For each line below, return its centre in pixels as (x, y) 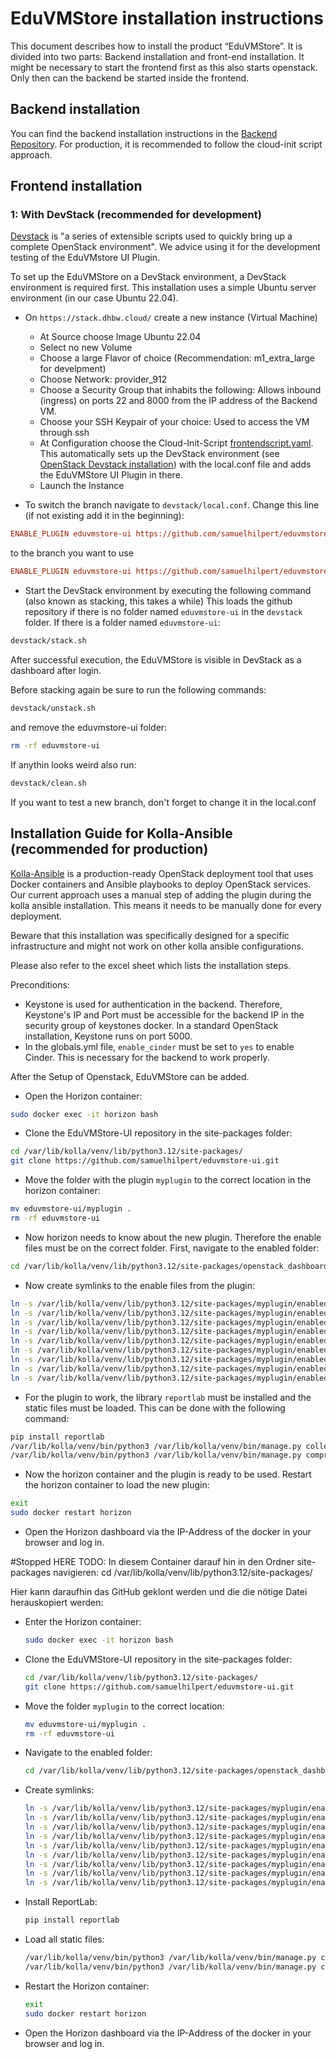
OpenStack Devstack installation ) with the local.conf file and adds (175, 464)
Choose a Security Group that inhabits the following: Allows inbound (180, 390)
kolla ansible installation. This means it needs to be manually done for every (166, 905)
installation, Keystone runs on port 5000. (108, 1036)
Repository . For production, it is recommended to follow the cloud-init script (166, 144)
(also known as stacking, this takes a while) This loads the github (158, 601)
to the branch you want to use (72, 553)
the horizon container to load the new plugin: (117, 1485)
